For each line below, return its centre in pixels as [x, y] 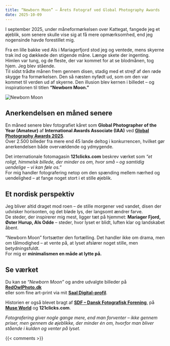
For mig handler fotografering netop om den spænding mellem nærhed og [82, 173]
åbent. [12, 228]
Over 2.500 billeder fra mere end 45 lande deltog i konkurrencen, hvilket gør [85, 141]
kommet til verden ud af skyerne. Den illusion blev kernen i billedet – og [80, 82]
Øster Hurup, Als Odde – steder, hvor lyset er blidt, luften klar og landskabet [85, 222]
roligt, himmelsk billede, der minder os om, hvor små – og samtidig [75, 162]
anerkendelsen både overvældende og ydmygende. [59, 147]
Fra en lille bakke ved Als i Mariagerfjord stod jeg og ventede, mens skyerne [85, 50]
